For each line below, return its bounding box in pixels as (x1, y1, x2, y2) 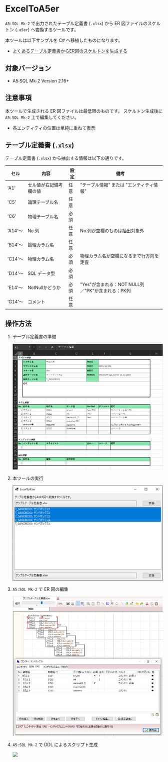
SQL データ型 (27, 270, 55, 276)
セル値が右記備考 (27, 182, 63, 188)
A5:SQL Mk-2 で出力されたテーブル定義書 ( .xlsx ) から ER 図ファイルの (5, 20, 148, 26)
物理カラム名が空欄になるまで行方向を (79, 253, 159, 259)
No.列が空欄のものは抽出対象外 (79, 227, 144, 234)
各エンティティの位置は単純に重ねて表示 (12, 125, 96, 131)
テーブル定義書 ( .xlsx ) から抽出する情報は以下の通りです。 (5, 155, 126, 161)
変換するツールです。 (34, 26, 79, 33)
